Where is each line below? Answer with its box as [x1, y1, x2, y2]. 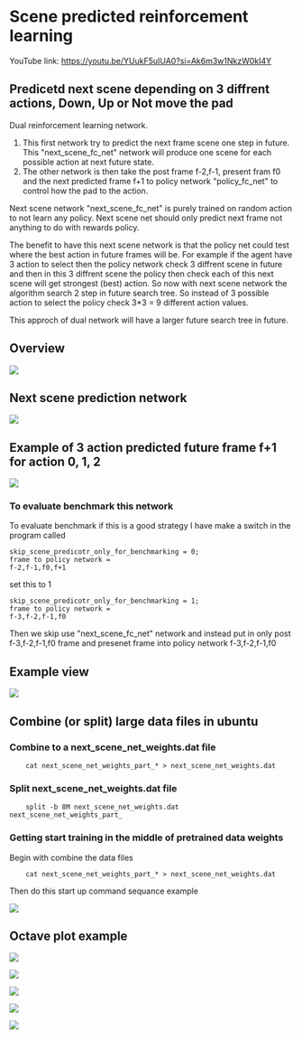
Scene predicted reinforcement [9, 6, 249, 27]
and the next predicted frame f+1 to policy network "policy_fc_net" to [22, 175, 279, 186]
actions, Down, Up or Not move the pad [9, 96, 234, 111]
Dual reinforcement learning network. [9, 119, 149, 130]
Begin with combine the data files [9, 852, 133, 863]
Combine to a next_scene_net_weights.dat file [9, 741, 216, 754]
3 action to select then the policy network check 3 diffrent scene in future [9, 258, 283, 269]
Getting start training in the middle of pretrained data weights [9, 831, 284, 844]
